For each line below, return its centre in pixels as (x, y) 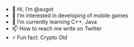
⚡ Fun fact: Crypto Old (40, 37)
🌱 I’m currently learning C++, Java (54, 22)
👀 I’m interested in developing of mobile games (70, 15)
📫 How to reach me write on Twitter (57, 29)
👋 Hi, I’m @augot (33, 9)
